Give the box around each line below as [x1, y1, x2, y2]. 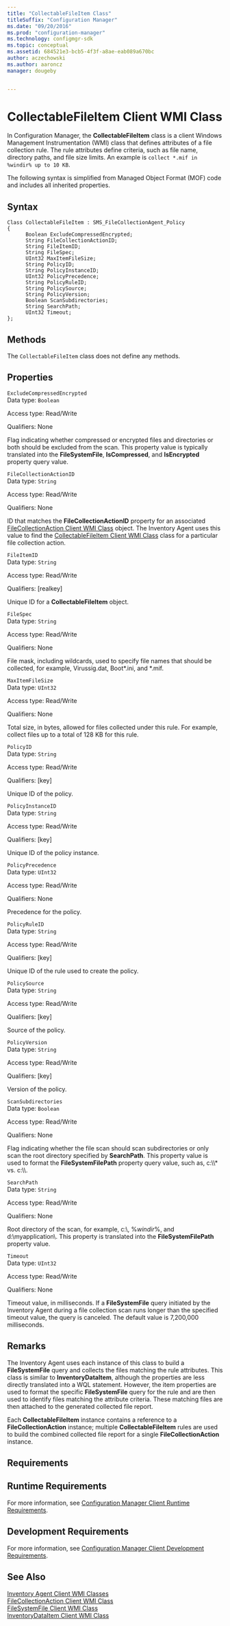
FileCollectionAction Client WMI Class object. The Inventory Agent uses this [7, 523, 221, 532]
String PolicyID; [25, 261, 75, 268]
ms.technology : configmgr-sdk [7, 36, 94, 42]
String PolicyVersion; [25, 291, 90, 298]
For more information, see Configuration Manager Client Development [7, 1544, 204, 1552]
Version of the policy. [7, 1085, 67, 1093]
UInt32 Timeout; [25, 309, 72, 316]
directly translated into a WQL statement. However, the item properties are [7, 1380, 217, 1388]
